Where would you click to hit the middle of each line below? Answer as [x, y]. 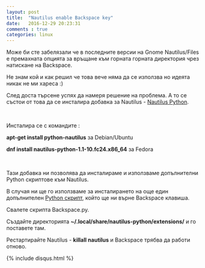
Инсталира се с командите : [43, 125]
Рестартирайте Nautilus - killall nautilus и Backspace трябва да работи [99, 240]
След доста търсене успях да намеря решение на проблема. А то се [97, 95]
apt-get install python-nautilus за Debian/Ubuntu [70, 138]
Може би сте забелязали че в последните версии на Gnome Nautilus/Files [103, 52]
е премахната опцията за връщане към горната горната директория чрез [103, 59]
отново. [17, 247]
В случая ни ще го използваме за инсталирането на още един [88, 192]
